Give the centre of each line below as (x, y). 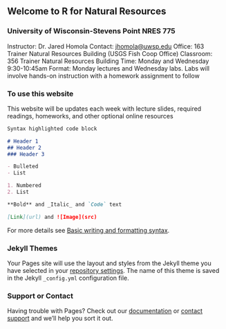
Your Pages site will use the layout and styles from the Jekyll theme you (110, 263)
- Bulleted (23, 167)
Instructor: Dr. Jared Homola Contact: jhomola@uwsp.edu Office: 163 (106, 46)
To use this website (40, 94)
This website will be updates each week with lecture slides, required (104, 108)
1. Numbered (24, 186)
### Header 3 (26, 154)
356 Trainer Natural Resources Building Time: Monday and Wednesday (108, 61)
